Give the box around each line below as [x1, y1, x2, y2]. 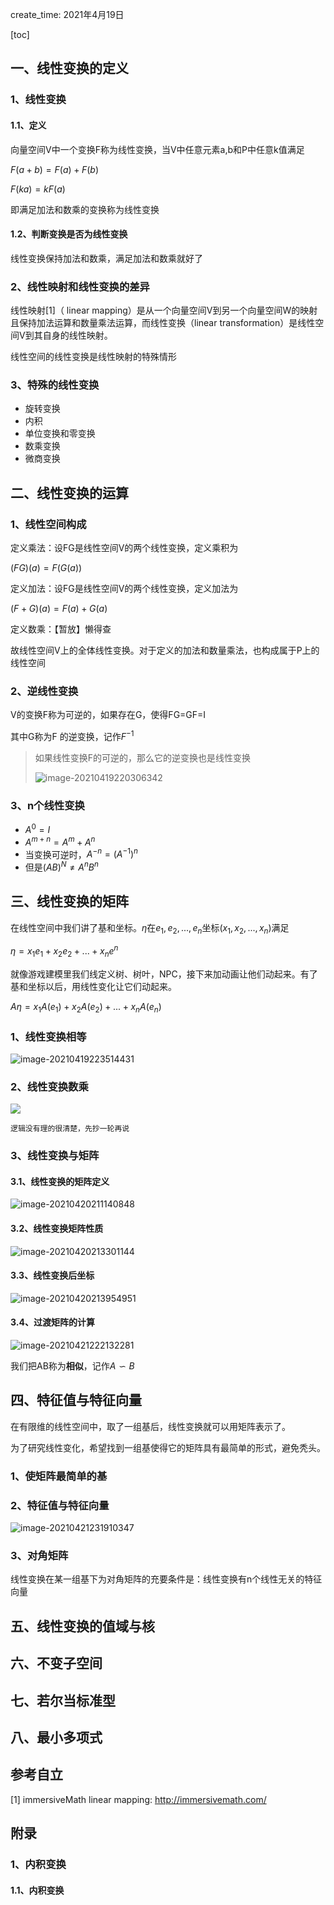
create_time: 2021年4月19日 [10, 9, 125, 20]
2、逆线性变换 [10, 684, 79, 698]
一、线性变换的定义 [10, 60, 129, 77]
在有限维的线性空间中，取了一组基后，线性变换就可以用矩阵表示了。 [10, 1420, 291, 1432]
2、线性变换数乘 [10, 1079, 89, 1093]
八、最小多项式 [10, 1729, 103, 1746]
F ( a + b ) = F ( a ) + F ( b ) [10, 163, 99, 175]
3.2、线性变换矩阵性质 [10, 1223, 104, 1235]
